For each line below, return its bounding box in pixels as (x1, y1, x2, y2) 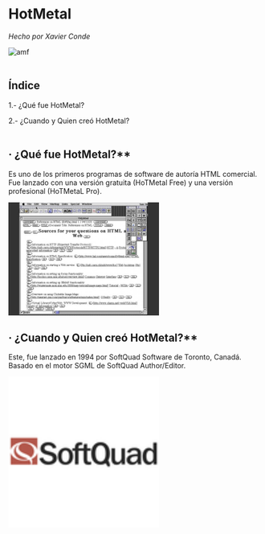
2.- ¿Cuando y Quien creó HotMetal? (8, 116, 130, 125)
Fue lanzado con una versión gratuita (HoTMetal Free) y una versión (8, 178, 234, 187)
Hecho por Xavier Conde (8, 31, 91, 41)
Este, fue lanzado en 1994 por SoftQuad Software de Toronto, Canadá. (8, 352, 243, 362)
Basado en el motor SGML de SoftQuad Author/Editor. (8, 361, 186, 371)
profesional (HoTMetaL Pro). (8, 186, 102, 195)
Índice (8, 79, 40, 92)
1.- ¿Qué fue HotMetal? (8, 100, 85, 109)
